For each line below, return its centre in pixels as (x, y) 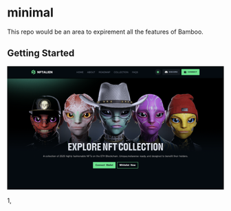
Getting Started (41, 53)
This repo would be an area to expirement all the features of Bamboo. (106, 32)
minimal (30, 13)
